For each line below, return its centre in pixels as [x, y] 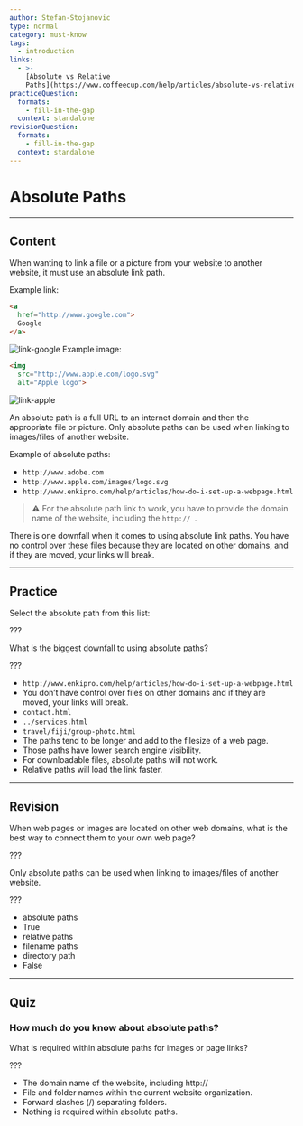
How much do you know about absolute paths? [114, 1028]
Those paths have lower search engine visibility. [111, 750]
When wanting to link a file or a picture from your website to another [136, 263]
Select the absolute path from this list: [80, 613]
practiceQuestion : [44, 93]
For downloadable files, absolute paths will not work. [120, 760]
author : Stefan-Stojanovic [60, 18]
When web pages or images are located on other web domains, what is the [149, 829]
